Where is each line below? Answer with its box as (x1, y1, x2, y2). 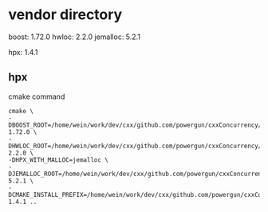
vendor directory (8, 6, 123, 24)
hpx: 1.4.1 (8, 47, 38, 57)
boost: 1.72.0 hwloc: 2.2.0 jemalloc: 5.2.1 (8, 32, 141, 41)
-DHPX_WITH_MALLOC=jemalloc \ (8, 155, 109, 164)
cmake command (8, 92, 65, 101)
